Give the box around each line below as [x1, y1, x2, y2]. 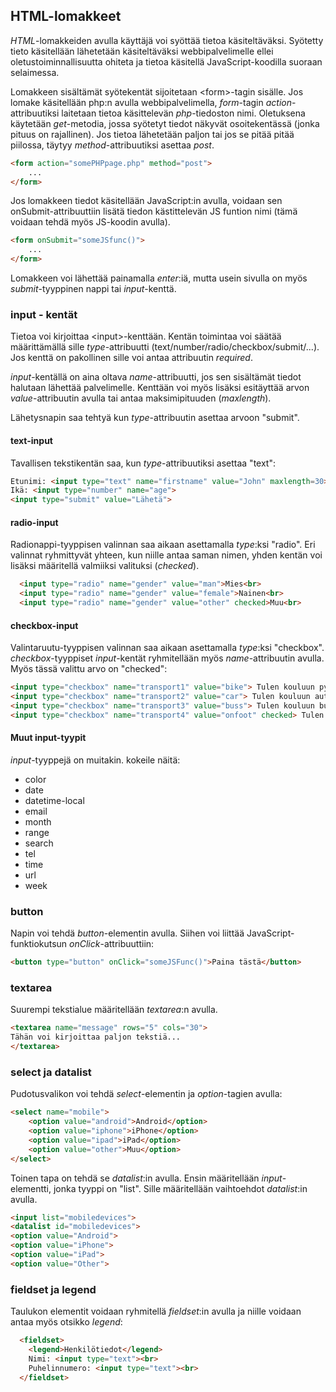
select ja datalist [10, 1065, 92, 1079]
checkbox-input [10, 619, 79, 631]
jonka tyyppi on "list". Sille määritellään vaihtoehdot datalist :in [53, 1182, 308, 1194]
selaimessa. [10, 66, 60, 78]
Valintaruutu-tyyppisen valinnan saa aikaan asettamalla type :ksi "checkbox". [10, 642, 325, 654]
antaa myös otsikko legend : [10, 1316, 123, 1328]
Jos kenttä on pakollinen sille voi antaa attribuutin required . [10, 352, 253, 364]
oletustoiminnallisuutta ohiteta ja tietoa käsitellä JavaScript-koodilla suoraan [10, 55, 323, 68]
